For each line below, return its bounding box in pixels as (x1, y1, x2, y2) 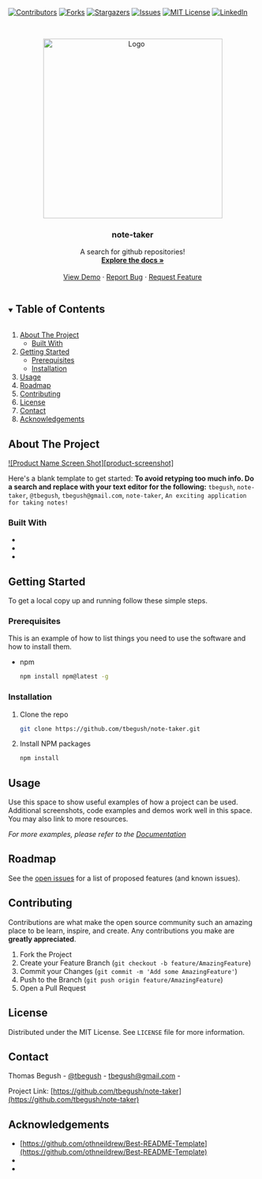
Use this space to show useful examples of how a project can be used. (8, 797, 238, 807)
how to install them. (8, 642, 73, 652)
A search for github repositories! (80, 247, 185, 257)
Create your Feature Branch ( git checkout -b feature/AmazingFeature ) (19, 958, 252, 968)
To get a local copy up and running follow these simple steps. (8, 596, 208, 606)
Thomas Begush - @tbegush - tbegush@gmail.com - (8, 1071, 181, 1081)
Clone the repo (19, 709, 69, 719)
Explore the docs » (101, 256, 164, 265)
